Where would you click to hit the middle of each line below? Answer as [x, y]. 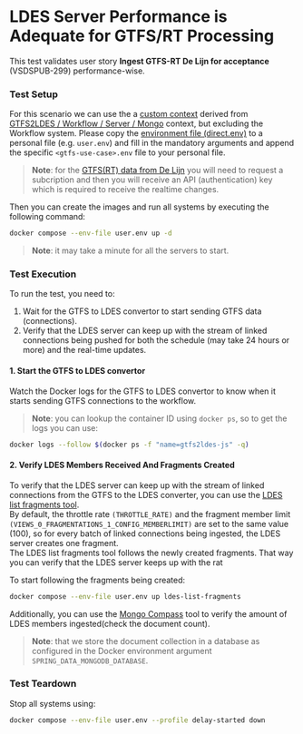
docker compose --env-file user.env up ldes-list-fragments [126, 596]
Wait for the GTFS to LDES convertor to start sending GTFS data [142, 311]
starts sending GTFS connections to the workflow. [103, 400]
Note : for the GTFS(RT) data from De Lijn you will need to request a [157, 171]
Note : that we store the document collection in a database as [146, 641]
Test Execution [43, 274]
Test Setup [34, 94]
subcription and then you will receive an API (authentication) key [152, 180]
